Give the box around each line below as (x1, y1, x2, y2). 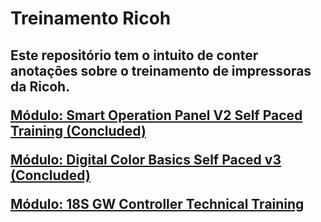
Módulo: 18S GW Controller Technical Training (10, 195, 305, 212)
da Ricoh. (10, 78, 71, 95)
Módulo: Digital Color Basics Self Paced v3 (10, 151, 282, 168)
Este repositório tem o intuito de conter (10, 47, 259, 64)
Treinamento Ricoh (10, 7, 172, 30)
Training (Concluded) (10, 122, 147, 139)
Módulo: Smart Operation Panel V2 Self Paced (10, 107, 303, 124)
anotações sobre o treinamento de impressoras (10, 62, 312, 79)
